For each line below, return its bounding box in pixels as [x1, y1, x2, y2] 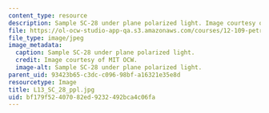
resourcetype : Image [8, 78, 78, 86]
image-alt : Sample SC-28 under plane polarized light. [15, 64, 203, 72]
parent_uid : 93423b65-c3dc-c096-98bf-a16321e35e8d [8, 71, 181, 79]
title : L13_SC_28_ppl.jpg [8, 85, 94, 94]
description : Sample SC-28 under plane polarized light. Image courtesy [8, 19, 256, 27]
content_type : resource [8, 11, 88, 20]
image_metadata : [8, 41, 62, 49]
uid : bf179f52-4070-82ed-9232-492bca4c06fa [8, 93, 156, 101]
